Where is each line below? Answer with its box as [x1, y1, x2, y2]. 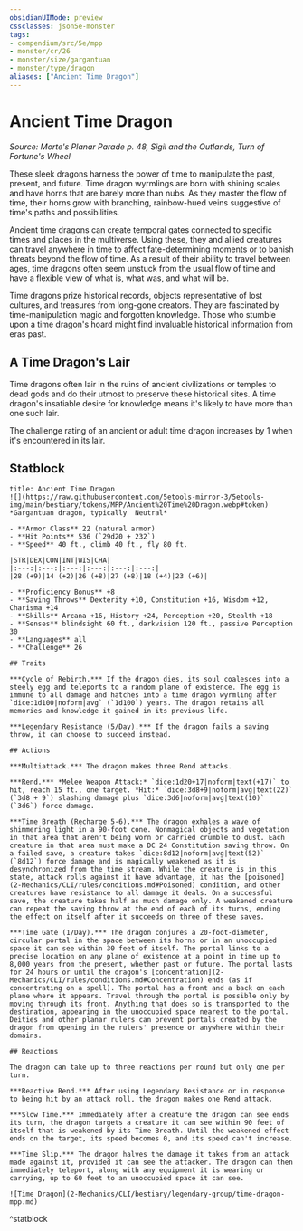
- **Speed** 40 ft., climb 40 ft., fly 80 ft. [9, 540, 188, 549]
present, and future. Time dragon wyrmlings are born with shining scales [9, 177, 281, 188]
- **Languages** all [9, 635, 88, 644]
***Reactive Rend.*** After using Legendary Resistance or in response [9, 1087, 285, 1096]
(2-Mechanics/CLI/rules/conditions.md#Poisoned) [9, 881, 196, 890]
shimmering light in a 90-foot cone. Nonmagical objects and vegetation [9, 825, 289, 835]
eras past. [9, 328, 47, 339]
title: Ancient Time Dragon [9, 485, 116, 494]
